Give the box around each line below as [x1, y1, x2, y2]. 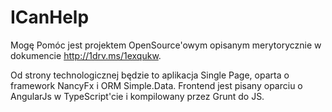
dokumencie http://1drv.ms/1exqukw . [10, 49, 162, 61]
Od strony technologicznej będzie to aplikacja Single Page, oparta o [10, 69, 290, 81]
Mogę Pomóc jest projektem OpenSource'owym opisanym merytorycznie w [10, 39, 322, 51]
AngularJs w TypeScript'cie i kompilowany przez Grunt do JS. [10, 90, 265, 102]
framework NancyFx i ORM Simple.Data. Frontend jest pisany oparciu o [10, 79, 303, 91]
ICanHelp [10, 6, 90, 29]
